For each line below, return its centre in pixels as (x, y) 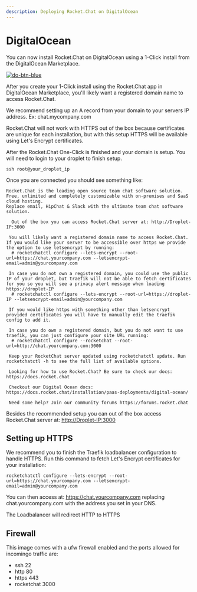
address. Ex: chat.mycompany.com (49, 116)
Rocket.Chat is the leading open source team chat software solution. (95, 191)
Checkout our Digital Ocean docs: (51, 387)
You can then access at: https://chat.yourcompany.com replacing (86, 497)
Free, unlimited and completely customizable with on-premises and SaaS (97, 196)
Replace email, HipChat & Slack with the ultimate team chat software (95, 206)
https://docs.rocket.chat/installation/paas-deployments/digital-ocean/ (97, 392)
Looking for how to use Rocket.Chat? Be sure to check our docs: (91, 372)
